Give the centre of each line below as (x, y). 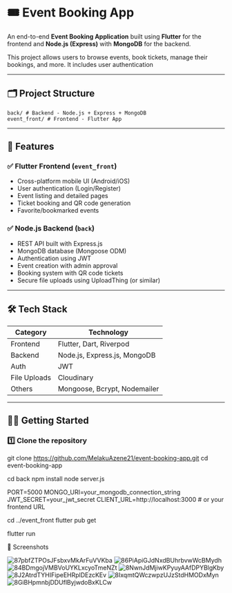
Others (22, 389)
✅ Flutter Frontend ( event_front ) (62, 166)
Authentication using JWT (54, 258)
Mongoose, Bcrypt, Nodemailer (108, 389)
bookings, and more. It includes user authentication (80, 64)
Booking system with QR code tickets (70, 273)
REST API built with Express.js (60, 243)
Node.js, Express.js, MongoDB (107, 355)
